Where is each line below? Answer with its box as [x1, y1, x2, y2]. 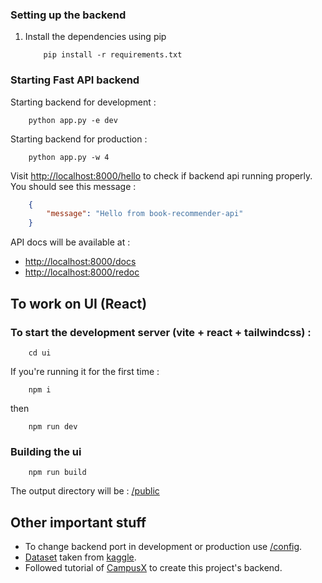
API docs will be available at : [10, 236, 131, 248]
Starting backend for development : [10, 96, 157, 108]
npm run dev [28, 421, 78, 432]
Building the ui [10, 444, 82, 458]
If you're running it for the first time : [10, 365, 160, 377]
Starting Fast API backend [10, 73, 140, 87]
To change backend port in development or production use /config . [24, 541, 303, 553]
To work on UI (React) [10, 295, 148, 312]
